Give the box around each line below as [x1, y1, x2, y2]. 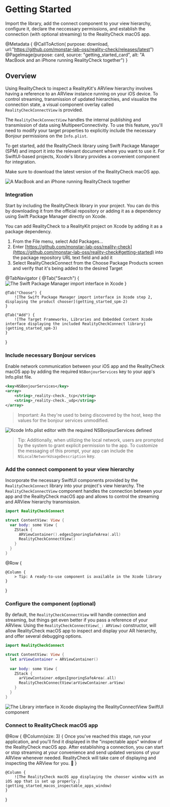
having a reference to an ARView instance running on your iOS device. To [5, 90, 158, 97]
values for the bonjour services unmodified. [17, 417, 109, 423]
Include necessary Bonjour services [5, 351, 96, 358]
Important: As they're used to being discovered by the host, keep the [17, 412, 161, 418]
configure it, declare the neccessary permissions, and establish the [5, 25, 146, 31]
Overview [5, 72, 37, 81]
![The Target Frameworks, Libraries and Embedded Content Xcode [14, 317, 153, 322]
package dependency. [5, 229, 52, 235]
